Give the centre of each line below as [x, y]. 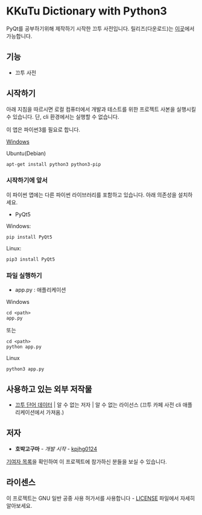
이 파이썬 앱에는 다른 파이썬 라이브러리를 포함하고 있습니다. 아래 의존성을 [91, 195]
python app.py [24, 347]
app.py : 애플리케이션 [40, 290]
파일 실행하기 [24, 276]
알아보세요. [19, 505]
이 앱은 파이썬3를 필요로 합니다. [43, 129]
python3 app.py [25, 369]
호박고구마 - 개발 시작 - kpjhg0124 [56, 449]
